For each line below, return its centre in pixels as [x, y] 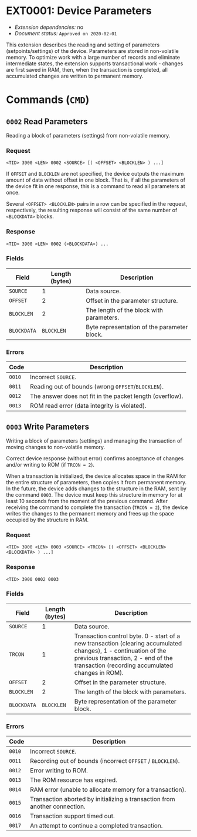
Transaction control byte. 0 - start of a [127, 636]
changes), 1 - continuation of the [120, 651]
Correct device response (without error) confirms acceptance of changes [95, 458]
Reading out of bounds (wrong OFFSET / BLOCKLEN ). [97, 387]
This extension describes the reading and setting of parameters [83, 45]
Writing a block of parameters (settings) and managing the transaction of [94, 441]
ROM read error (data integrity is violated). [88, 406]
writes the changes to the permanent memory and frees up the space [90, 513]
